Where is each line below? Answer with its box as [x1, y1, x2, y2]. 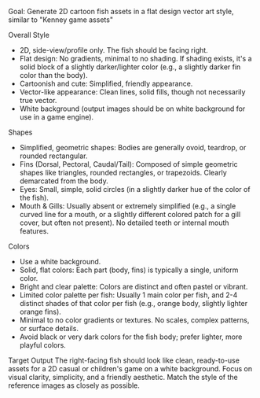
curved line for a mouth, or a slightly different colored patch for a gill [19, 210, 241, 219]
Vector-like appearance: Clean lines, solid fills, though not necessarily [19, 87, 246, 97]
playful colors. [19, 341, 67, 349]
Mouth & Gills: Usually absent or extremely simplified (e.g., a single [19, 201, 236, 211]
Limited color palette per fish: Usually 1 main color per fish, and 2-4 [19, 290, 238, 300]
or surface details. [19, 324, 79, 333]
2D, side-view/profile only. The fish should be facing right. [19, 46, 208, 54]
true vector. [19, 96, 57, 105]
